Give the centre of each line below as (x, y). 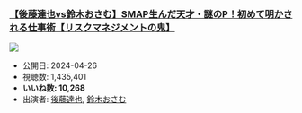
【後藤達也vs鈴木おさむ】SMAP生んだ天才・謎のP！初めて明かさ (151, 13)
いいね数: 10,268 (53, 88)
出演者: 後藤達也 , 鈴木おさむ (74, 100)
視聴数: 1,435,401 (54, 77)
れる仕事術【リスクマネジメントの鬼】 (92, 27)
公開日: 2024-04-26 (60, 65)
